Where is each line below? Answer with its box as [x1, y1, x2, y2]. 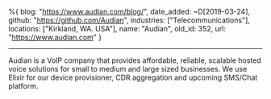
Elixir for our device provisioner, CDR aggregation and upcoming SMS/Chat [8, 72, 258, 82]
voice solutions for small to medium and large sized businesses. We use [8, 64, 248, 73]
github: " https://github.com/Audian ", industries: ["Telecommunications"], [8, 15, 250, 25]
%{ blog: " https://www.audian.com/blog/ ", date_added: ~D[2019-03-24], [8, 7, 251, 16]
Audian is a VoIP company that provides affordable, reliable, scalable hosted [8, 56, 261, 65]
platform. [8, 81, 39, 91]
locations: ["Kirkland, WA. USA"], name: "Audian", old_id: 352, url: [8, 24, 226, 33]
